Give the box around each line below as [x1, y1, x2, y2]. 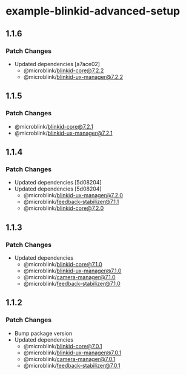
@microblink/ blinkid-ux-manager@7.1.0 [23, 267, 122, 274]
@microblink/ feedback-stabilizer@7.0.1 [23, 362, 121, 369]
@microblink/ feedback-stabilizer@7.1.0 [23, 280, 121, 287]
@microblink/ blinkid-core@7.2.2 [23, 67, 104, 74]
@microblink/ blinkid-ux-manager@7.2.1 [14, 129, 113, 137]
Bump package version [14, 329, 73, 337]
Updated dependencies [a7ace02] [14, 60, 101, 67]
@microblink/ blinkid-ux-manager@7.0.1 [23, 349, 122, 356]
